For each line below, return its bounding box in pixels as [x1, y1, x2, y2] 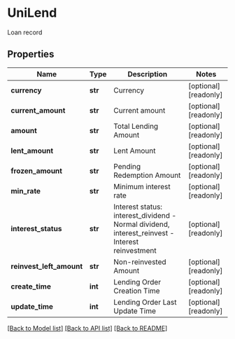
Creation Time [113, 286, 160, 296]
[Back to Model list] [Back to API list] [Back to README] [7, 324, 168, 332]
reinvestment [113, 245, 157, 255]
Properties [7, 48, 55, 60]
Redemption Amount [113, 170, 181, 180]
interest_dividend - [113, 210, 177, 220]
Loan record [7, 28, 43, 36]
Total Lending [113, 121, 159, 131]
